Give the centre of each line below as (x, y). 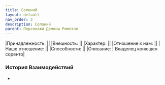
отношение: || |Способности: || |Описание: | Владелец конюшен (88, 49)
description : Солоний (28, 24)
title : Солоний (21, 10)
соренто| (15, 54)
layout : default (22, 15)
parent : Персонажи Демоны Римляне (42, 29)
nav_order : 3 (19, 19)
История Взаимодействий (39, 68)
